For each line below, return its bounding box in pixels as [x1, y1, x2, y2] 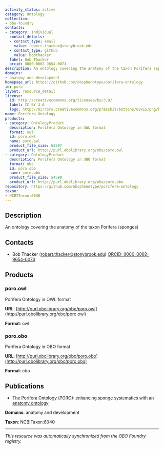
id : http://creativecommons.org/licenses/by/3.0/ [9, 98, 112, 103]
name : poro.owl [9, 139, 41, 144]
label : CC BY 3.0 [9, 102, 45, 107]
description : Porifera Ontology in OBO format [9, 157, 106, 162]
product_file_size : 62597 [9, 143, 62, 148]
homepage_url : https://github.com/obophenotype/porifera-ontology [5, 80, 143, 84]
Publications [5, 382, 44, 390]
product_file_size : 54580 [9, 175, 62, 180]
